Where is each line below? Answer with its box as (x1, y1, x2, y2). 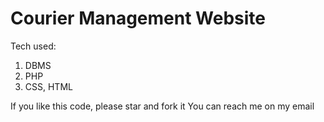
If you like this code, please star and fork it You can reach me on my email (10, 100, 315, 112)
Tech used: (10, 40, 57, 52)
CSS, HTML (24, 80, 73, 92)
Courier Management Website (10, 7, 267, 30)
